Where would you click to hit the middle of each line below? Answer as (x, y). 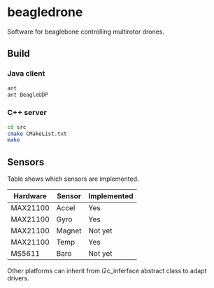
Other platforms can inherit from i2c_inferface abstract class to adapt (107, 271)
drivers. (18, 278)
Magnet (69, 231)
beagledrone (45, 12)
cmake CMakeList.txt (37, 134)
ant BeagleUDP (28, 95)
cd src (17, 127)
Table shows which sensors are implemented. (73, 179)
